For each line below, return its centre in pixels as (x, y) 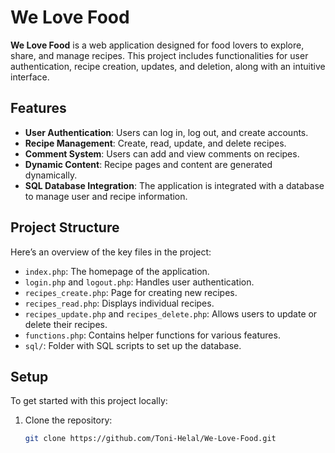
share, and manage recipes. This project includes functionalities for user (159, 55)
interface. (30, 77)
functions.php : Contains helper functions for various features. (152, 335)
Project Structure (65, 227)
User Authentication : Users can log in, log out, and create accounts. (166, 132)
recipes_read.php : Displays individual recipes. (119, 303)
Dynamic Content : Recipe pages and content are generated (148, 164)
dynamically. (51, 175)
